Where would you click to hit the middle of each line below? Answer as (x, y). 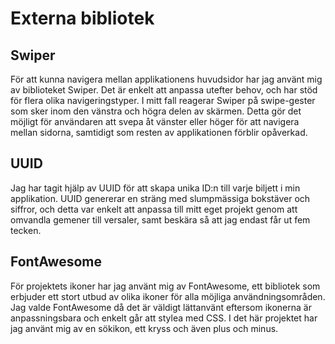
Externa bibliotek (82, 18)
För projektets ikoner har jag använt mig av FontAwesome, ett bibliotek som (165, 286)
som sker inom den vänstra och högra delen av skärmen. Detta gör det (156, 111)
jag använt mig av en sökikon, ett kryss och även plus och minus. (144, 328)
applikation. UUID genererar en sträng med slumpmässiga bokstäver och (160, 198)
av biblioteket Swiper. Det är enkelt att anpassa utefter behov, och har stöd (164, 90)
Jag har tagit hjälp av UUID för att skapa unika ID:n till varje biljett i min (155, 188)
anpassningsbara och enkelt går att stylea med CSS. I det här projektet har (164, 318)
